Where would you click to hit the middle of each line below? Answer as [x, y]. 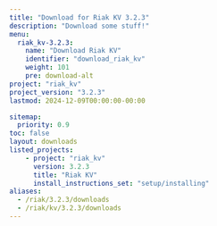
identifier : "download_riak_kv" [85, 59]
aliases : [25, 192]
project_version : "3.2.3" [57, 92]
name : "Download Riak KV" [74, 51]
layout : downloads [43, 142]
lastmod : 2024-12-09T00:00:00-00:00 [77, 100]
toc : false [29, 134]
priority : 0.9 [43, 125]
